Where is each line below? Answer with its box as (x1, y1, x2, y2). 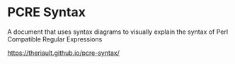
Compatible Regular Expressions (7, 34, 103, 43)
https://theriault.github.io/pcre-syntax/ (7, 49, 120, 57)
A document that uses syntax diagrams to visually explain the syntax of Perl (7, 27, 229, 36)
